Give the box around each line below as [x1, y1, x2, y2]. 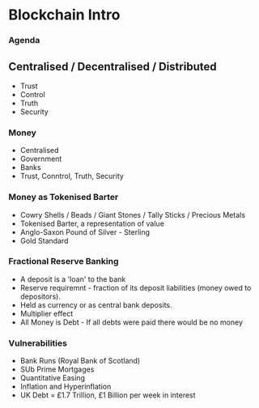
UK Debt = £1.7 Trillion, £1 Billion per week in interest [19, 390, 196, 400]
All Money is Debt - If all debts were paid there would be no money [19, 317, 244, 327]
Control [19, 89, 46, 99]
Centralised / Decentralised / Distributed [8, 59, 217, 74]
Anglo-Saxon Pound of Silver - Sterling [19, 227, 151, 236]
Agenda [8, 35, 40, 46]
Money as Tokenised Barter [8, 192, 119, 203]
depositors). [19, 291, 61, 301]
